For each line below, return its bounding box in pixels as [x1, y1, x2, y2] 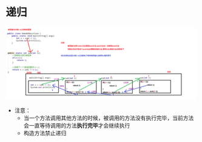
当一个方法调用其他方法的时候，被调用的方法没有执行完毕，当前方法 [23, 114, 194, 121]
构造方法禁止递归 [23, 129, 67, 137]
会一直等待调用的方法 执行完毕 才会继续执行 [23, 121, 130, 129]
